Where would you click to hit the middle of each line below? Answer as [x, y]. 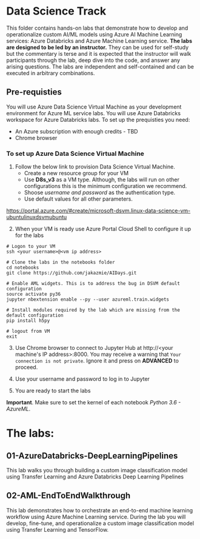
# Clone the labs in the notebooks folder [61, 263]
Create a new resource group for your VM [76, 173]
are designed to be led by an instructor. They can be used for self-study [98, 47]
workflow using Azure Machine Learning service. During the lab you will [96, 517]
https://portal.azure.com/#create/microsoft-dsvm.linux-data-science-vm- [98, 211]
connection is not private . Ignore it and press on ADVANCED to [97, 361]
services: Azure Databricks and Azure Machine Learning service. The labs [99, 41]
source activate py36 [34, 294]
